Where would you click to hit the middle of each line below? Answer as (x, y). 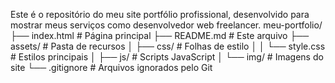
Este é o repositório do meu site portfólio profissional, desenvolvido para (160, 14)
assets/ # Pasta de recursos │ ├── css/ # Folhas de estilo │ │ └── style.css (168, 46)
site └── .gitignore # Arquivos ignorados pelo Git (111, 67)
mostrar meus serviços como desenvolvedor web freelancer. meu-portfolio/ (166, 25)
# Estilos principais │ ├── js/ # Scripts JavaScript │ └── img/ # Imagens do (167, 57)
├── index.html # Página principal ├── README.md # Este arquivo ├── (160, 35)
